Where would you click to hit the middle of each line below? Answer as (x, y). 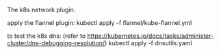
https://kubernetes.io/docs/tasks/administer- (151, 36)
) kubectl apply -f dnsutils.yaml (148, 43)
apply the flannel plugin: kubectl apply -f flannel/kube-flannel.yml (100, 23)
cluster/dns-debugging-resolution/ (56, 43)
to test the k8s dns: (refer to (47, 36)
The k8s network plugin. (41, 10)
